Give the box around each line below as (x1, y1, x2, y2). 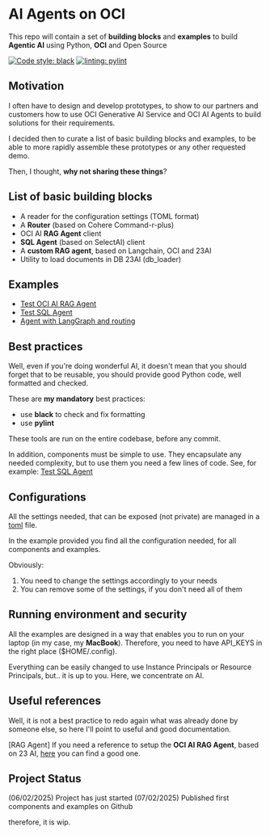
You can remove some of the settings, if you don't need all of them (19, 584, 243, 594)
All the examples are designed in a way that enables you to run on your (8, 629, 245, 639)
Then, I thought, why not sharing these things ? (8, 167, 167, 176)
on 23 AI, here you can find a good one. (8, 749, 141, 758)
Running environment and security (8, 608, 188, 622)
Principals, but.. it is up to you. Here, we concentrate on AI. (8, 670, 205, 680)
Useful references (8, 694, 101, 708)
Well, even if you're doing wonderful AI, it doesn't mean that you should (8, 361, 247, 371)
